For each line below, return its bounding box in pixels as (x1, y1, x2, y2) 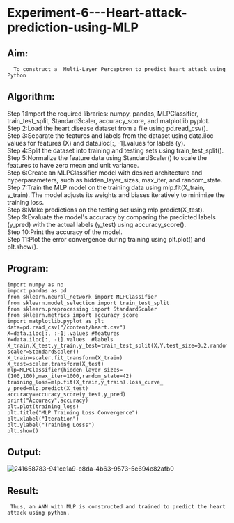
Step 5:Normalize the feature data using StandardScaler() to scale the (7, 153, 208, 162)
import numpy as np (7, 281, 64, 288)
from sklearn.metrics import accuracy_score (7, 311, 139, 318)
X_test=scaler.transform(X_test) (7, 360, 104, 367)
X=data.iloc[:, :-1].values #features (7, 329, 120, 337)
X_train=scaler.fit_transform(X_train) (7, 354, 123, 361)
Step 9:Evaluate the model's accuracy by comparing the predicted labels (7, 212, 216, 221)
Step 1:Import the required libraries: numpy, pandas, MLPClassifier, (7, 109, 199, 118)
